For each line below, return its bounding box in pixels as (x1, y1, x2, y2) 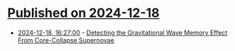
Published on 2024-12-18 (7, 5, 160, 21)
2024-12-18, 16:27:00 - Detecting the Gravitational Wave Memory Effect (17, 28, 228, 37)
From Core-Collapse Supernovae (17, 35, 115, 44)
